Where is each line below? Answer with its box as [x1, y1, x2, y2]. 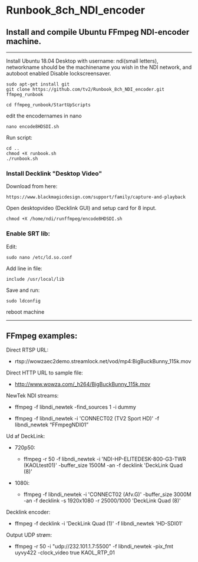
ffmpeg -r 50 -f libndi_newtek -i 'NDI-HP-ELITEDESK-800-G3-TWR [23, 455, 186, 463]
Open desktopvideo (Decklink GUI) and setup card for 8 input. [6, 205, 157, 212]
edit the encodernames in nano [6, 113, 82, 119]
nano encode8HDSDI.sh [6, 124, 60, 130]
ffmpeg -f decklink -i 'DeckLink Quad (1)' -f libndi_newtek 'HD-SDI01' [14, 520, 183, 527]
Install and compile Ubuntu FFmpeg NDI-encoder [6, 27, 190, 37]
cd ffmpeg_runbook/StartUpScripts [6, 102, 91, 108]
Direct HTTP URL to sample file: [6, 369, 84, 376]
